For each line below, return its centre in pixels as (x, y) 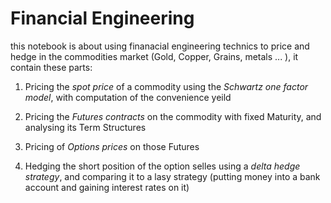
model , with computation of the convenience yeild (128, 97)
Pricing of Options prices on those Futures (112, 146)
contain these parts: (51, 67)
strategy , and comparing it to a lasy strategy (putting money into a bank (172, 176)
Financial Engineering (102, 18)
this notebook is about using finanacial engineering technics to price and (160, 46)
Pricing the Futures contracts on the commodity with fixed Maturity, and (173, 116)
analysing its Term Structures (85, 127)
